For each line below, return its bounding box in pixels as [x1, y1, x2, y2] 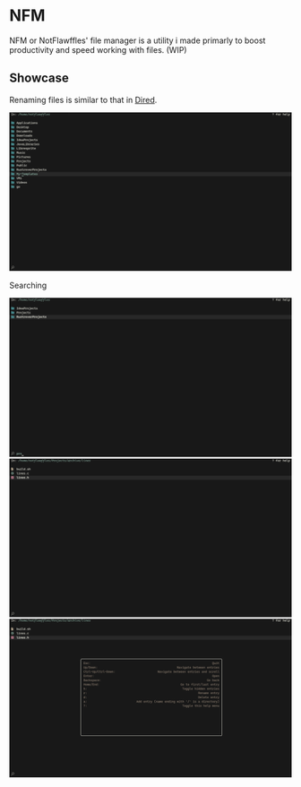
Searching [9, 280, 47, 291]
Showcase [9, 71, 70, 86]
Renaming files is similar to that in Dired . [9, 94, 158, 105]
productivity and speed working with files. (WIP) [9, 44, 187, 55]
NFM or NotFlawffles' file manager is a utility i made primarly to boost [9, 35, 266, 46]
